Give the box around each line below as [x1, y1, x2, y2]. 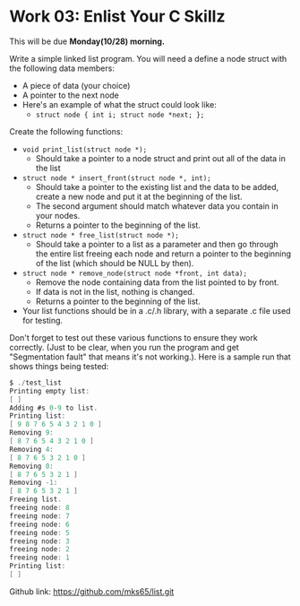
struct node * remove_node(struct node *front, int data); [21, 269, 248, 278]
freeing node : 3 [9, 536, 70, 546]
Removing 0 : [9, 462, 54, 471]
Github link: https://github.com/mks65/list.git [9, 585, 175, 597]
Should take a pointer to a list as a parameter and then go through [35, 238, 279, 249]
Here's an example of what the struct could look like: [21, 99, 217, 109]
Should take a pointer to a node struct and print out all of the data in [35, 152, 287, 163]
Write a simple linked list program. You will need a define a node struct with [9, 53, 287, 64]
